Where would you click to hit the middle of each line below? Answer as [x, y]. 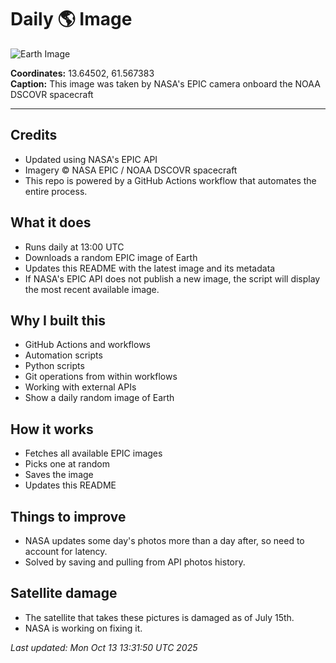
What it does [51, 222]
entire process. [56, 191]
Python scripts [54, 366]
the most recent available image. [92, 289]
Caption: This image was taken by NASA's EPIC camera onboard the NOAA [165, 83]
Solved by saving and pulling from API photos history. [135, 562]
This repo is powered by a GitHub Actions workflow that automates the [170, 180]
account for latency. [66, 551]
